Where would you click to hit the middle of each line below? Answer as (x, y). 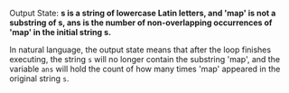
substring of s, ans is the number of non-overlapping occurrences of (141, 23)
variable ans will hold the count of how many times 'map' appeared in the (145, 69)
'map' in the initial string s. (60, 32)
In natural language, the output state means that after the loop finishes (140, 50)
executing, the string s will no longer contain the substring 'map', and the (145, 59)
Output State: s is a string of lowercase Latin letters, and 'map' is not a (143, 13)
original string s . (39, 79)
